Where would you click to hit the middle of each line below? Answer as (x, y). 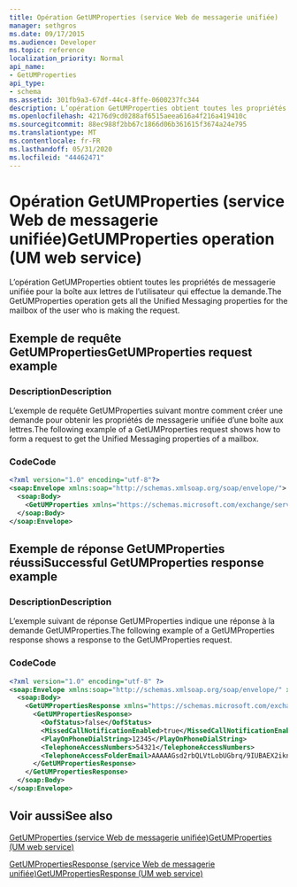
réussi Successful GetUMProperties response (137, 563)
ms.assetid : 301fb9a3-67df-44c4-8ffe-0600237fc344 (104, 100)
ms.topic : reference (47, 51)
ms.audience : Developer (53, 42)
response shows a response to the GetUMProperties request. (121, 640)
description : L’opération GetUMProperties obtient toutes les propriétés (148, 108)
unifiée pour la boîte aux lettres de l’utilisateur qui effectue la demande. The (145, 292)
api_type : (27, 83)
